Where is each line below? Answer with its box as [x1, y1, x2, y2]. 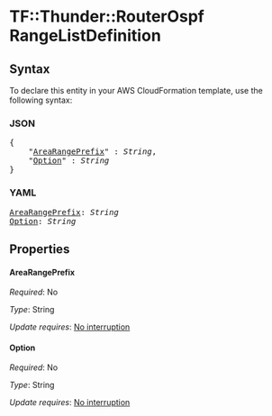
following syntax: [9, 95, 73, 105]
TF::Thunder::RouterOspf [9, 6, 205, 27]
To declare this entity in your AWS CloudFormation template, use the [9, 86, 263, 95]
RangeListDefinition [9, 25, 162, 46]
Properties [9, 241, 70, 257]
